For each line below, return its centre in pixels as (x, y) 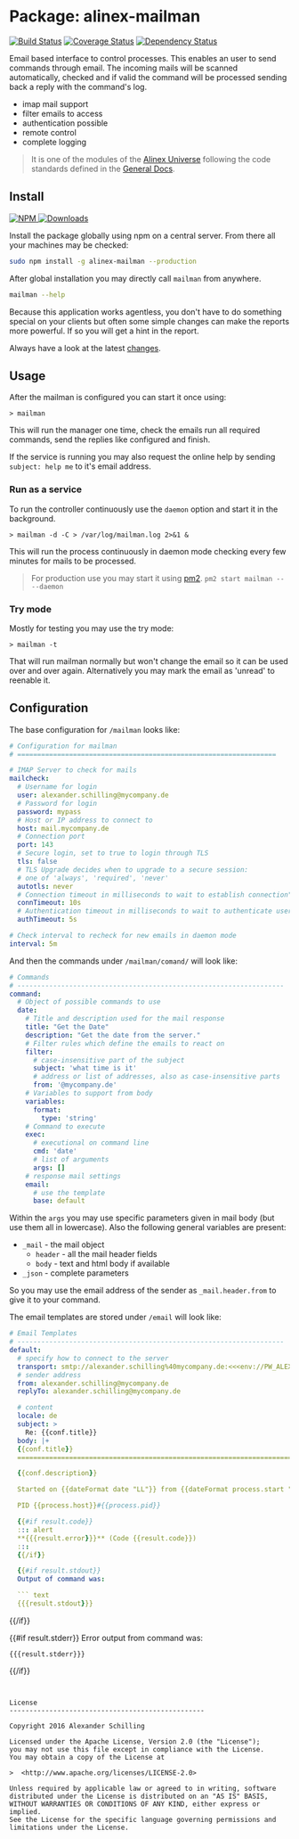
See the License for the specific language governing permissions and (143, 1819)
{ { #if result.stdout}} (59, 1571)
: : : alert (35, 1530)
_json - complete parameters (75, 1273)
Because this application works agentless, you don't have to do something (145, 312)
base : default (59, 1201)
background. (32, 518)
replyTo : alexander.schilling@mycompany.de (99, 1392)
